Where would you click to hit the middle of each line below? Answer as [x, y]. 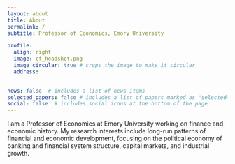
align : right [33, 52]
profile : [20, 46]
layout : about [28, 14]
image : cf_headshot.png [48, 59]
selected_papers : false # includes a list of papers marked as [101, 97]
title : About [26, 20]
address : [26, 72]
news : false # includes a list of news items [76, 91]
